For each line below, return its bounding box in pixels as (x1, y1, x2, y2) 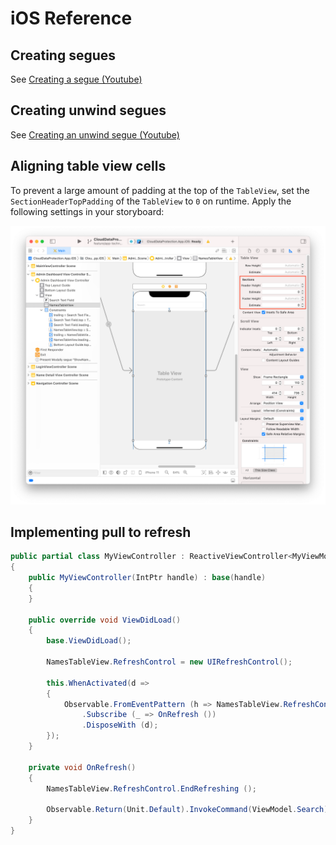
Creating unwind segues (10, 102, 167, 119)
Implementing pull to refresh (10, 523, 192, 541)
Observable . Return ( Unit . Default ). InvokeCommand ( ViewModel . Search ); (46, 805, 333, 815)
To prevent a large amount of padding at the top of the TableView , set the (10, 184, 310, 196)
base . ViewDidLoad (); (46, 636, 132, 646)
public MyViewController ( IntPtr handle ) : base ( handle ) (28, 573, 267, 583)
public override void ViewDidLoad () (28, 615, 182, 625)
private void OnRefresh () (28, 762, 137, 772)
